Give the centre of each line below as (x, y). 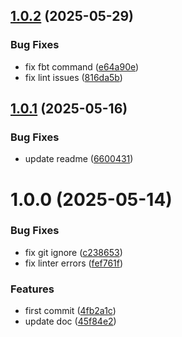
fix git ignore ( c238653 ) (73, 252)
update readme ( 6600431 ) (79, 159)
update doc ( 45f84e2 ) (70, 321)
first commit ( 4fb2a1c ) (70, 311)
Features (32, 289)
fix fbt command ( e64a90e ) (82, 66)
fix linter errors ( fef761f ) (74, 263)
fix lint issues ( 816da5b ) (73, 77)
